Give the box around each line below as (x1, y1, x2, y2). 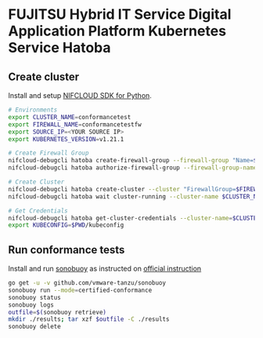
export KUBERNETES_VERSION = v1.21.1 (8, 135, 124, 143)
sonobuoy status (8, 293, 61, 301)
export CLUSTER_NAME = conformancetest (8, 113, 131, 121)
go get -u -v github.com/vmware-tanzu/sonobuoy (8, 279, 167, 287)
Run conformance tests (8, 243, 125, 256)
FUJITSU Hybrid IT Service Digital (8, 5, 232, 24)
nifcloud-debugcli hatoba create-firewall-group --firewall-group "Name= (8, 157, 254, 165)
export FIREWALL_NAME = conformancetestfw (8, 120, 142, 129)
